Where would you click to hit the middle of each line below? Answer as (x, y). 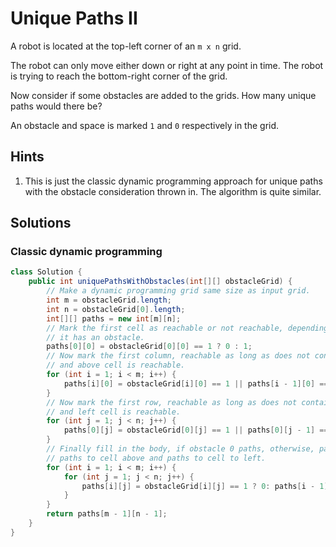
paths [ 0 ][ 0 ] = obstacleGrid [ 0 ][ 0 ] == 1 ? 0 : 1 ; (149, 347)
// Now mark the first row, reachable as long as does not (172, 402)
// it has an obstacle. (95, 337)
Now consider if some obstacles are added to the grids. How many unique (163, 95)
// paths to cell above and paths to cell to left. (156, 458)
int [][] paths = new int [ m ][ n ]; (114, 318)
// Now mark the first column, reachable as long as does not (178, 356)
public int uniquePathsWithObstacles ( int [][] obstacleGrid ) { (160, 282)
